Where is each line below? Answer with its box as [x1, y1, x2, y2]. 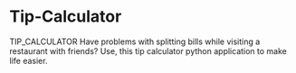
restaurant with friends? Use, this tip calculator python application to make [9, 45, 287, 56]
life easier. [9, 55, 48, 66]
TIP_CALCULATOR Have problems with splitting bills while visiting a [9, 36, 261, 47]
